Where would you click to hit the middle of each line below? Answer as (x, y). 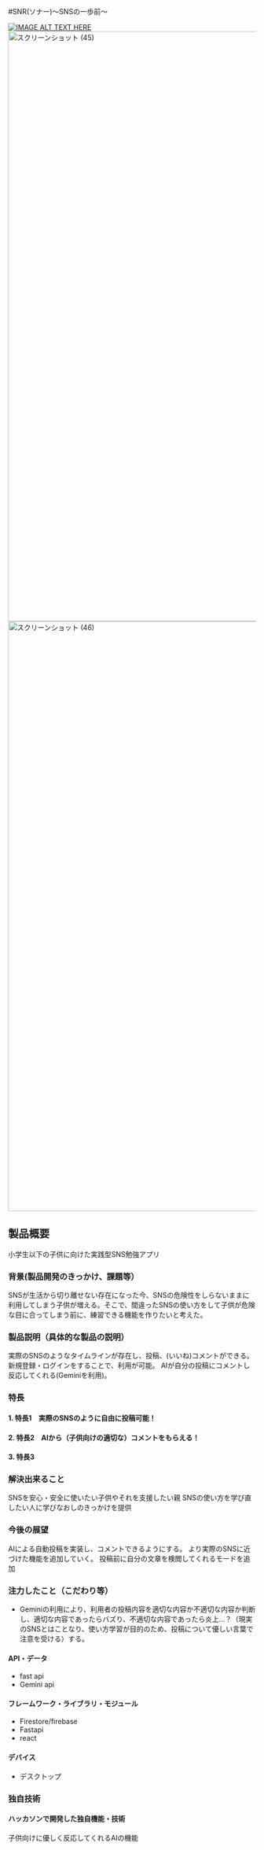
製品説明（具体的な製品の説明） (69, 1337)
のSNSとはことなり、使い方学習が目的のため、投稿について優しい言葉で (136, 1629)
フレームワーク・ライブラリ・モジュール (73, 1703)
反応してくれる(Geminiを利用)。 (60, 1376)
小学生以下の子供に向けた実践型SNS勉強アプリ (84, 1254)
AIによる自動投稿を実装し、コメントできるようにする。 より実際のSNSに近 (130, 1549)
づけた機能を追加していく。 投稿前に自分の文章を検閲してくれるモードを (126, 1558)
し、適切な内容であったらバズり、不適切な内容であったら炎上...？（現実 (136, 1619)
